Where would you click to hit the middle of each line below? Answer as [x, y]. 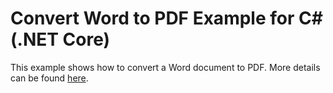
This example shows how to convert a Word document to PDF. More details [165, 67]
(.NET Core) [60, 39]
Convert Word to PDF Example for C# [166, 18]
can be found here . [49, 78]
